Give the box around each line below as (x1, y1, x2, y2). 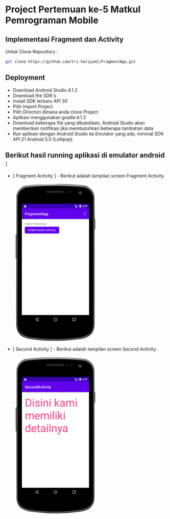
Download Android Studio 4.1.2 (12, 87, 78, 93)
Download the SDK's (12, 92, 57, 99)
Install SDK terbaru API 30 (12, 98, 68, 104)
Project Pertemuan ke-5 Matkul (5, 4, 141, 15)
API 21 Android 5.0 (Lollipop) (12, 136, 73, 142)
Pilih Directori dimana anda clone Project (12, 109, 99, 115)
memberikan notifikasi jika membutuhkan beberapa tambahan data (12, 125, 154, 131)
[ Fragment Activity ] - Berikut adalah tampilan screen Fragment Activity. (12, 172, 165, 179)
